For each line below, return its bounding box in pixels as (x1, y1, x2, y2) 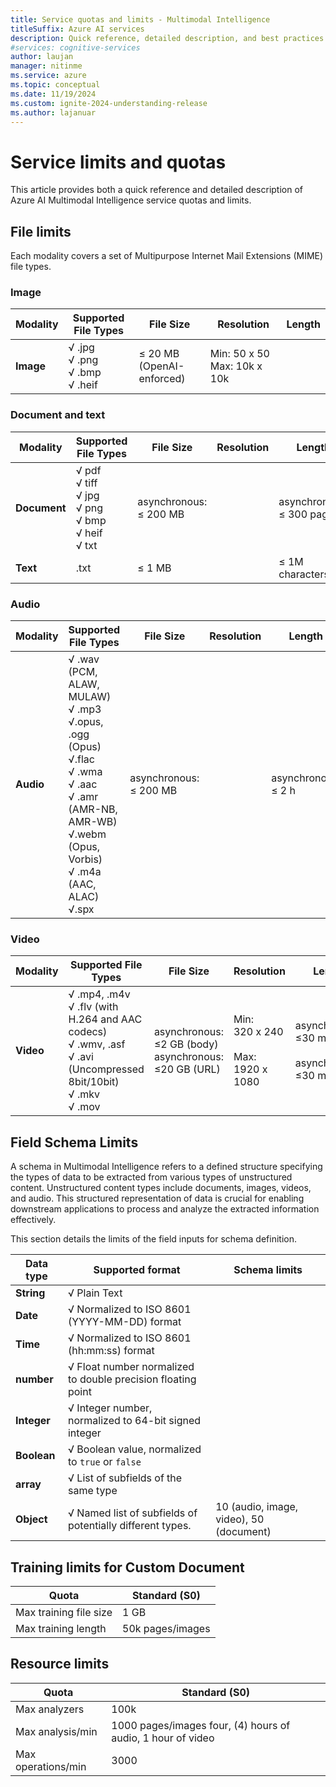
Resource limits (10, 1656, 110, 1673)
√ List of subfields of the (67, 1471, 183, 1485)
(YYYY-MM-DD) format (67, 1315, 182, 1329)
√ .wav (68, 652, 100, 666)
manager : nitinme (10, 61, 83, 71)
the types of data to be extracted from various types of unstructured (10, 1171, 293, 1183)
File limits (10, 223, 72, 240)
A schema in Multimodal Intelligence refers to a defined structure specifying (10, 1161, 323, 1173)
